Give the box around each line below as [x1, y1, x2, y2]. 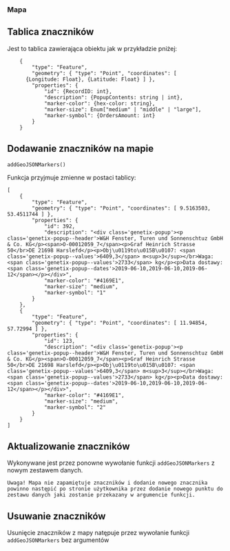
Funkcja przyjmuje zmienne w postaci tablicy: [7, 173, 136, 181]
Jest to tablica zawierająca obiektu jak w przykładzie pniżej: [7, 44, 178, 52]
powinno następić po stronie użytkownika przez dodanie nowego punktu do [7, 485, 224, 492]
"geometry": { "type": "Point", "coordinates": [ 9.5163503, [32, 205, 211, 212]
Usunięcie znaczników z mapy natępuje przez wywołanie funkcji [7, 529, 190, 537]
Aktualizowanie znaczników [7, 440, 130, 452]
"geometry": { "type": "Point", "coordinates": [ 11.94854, [32, 319, 208, 326]
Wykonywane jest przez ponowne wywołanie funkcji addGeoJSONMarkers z [7, 459, 215, 467]
